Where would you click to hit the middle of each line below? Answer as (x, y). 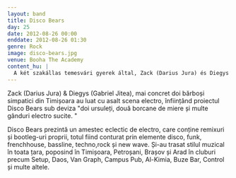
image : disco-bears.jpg (42, 54)
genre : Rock (25, 47)
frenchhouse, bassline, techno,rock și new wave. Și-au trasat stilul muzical (116, 144)
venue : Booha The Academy (45, 60)
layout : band (26, 14)
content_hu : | (28, 66)
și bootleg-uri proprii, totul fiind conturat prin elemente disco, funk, (105, 137)
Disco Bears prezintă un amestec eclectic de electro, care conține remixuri (116, 129)
